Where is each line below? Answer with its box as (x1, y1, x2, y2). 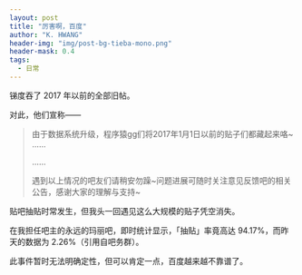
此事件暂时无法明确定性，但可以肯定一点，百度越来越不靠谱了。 (9, 255, 248, 266)
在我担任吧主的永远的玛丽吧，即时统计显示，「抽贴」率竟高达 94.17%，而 (9, 224, 281, 236)
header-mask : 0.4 (9, 47, 75, 56)
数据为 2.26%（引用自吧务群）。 (24, 236, 144, 247)
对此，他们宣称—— (9, 109, 82, 120)
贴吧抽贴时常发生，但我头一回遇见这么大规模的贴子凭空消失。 (9, 205, 240, 216)
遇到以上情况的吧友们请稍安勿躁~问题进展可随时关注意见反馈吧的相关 (31, 174, 292, 186)
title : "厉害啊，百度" (9, 22, 87, 31)
